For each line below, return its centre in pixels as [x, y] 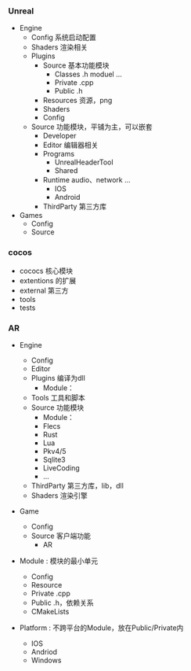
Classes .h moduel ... [88, 74]
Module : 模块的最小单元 [59, 561]
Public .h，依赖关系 [62, 603]
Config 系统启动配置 [63, 38]
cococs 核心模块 [46, 271]
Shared [66, 171]
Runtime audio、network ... [86, 180]
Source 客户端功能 [61, 536]
